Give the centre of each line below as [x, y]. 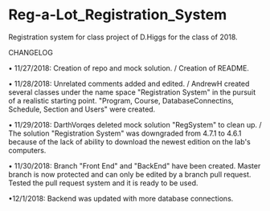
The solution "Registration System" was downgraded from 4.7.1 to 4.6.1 [125, 133]
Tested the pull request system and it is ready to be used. [103, 183]
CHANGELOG [31, 52]
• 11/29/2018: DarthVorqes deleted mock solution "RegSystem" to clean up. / [135, 124]
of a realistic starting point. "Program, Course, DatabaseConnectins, [121, 100]
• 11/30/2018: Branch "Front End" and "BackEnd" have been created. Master [135, 165]
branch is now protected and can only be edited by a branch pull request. [130, 174]
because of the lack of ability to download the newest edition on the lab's [130, 141]
